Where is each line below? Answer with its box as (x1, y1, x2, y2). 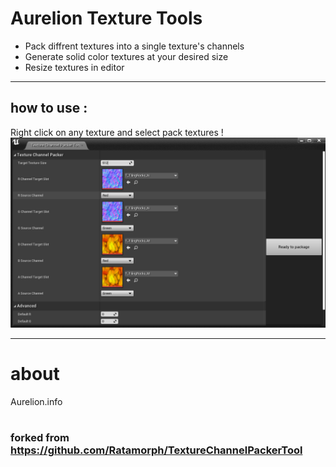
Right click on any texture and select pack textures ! (10, 126, 224, 138)
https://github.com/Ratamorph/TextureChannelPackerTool (10, 443, 303, 457)
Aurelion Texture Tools (10, 7, 203, 30)
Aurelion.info (10, 395, 63, 407)
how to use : (10, 100, 88, 117)
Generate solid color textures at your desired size (24, 50, 229, 62)
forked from (10, 431, 70, 445)
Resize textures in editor (24, 61, 125, 73)
